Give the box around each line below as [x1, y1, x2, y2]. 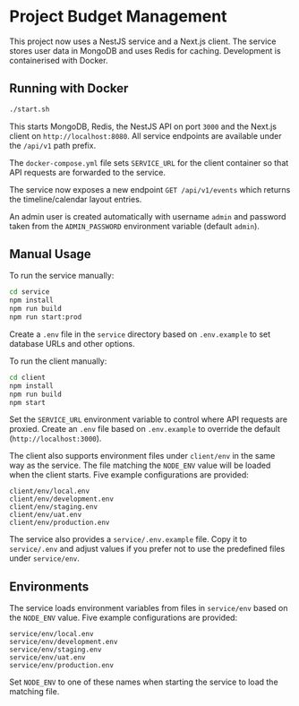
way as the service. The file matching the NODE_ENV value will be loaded [9, 460, 271, 471]
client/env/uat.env [9, 511, 82, 520]
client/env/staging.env [9, 503, 98, 512]
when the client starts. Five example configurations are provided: [9, 469, 249, 480]
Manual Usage [9, 246, 91, 262]
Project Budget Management [9, 6, 227, 27]
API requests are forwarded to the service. [9, 167, 167, 177]
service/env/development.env [9, 638, 118, 647]
